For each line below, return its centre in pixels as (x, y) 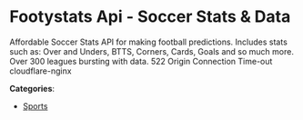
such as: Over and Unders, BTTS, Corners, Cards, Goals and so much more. (151, 51)
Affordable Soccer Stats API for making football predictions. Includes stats (149, 42)
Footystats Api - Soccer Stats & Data (150, 17)
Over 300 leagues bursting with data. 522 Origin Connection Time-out (141, 61)
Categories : (32, 88)
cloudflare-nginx (40, 71)
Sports (35, 105)
